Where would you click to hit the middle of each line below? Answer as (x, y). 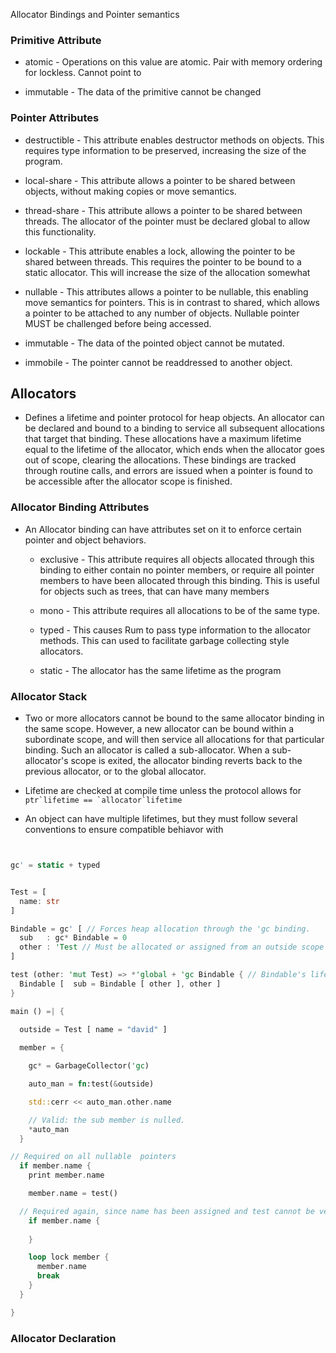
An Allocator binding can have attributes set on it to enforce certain (163, 529)
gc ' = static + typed (55, 865)
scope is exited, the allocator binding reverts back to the (186, 760)
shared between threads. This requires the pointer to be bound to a (163, 261)
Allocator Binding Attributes (80, 507)
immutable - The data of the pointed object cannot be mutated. (154, 343)
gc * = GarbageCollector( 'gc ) (89, 1066)
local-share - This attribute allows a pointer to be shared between (160, 180)
